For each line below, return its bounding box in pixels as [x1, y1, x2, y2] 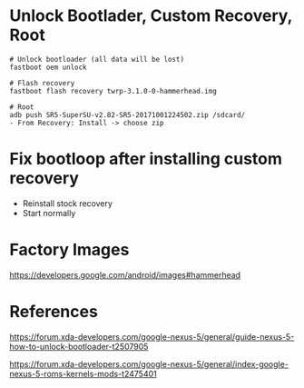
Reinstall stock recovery [22, 197, 113, 209]
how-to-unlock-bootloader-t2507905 [9, 341, 149, 352]
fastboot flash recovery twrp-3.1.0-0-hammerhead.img [9, 86, 218, 95]
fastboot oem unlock [9, 63, 88, 72]
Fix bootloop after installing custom [9, 149, 283, 169]
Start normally [22, 207, 76, 218]
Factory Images [9, 240, 130, 260]
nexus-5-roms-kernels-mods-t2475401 [9, 368, 157, 379]
